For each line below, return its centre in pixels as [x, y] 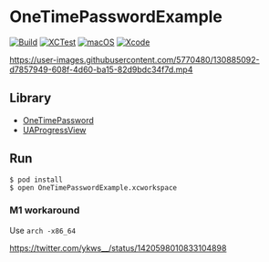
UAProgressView [54, 130]
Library [31, 98]
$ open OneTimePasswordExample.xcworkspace [93, 188]
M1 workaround [45, 210]
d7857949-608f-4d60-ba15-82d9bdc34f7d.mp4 [101, 69]
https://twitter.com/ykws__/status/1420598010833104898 [118, 247]
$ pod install [36, 180]
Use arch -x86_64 [42, 230]
